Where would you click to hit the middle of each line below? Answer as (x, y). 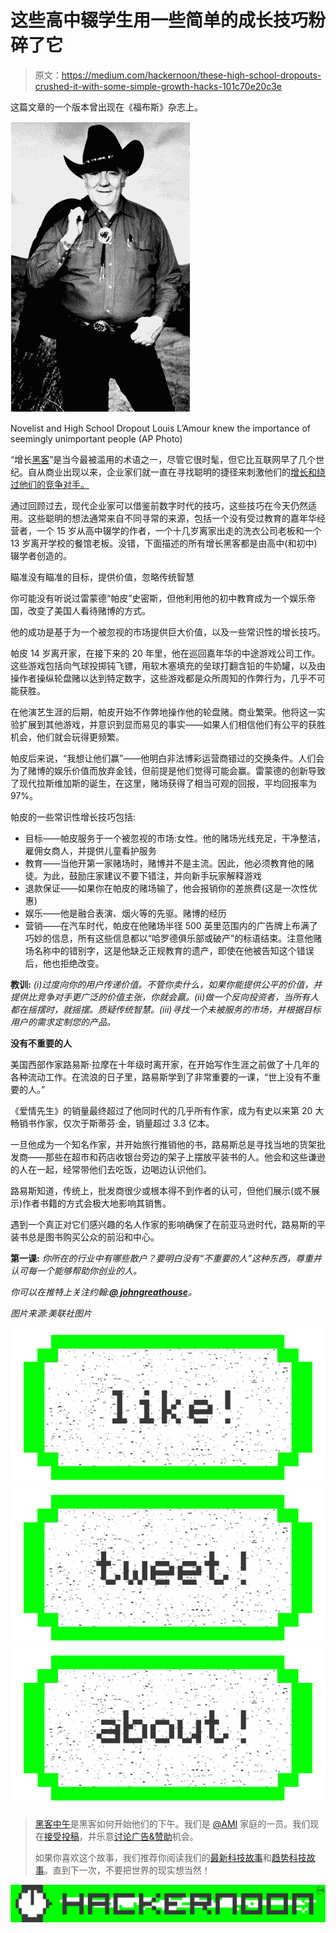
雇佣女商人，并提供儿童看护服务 (90, 850)
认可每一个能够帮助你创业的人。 (76, 1270)
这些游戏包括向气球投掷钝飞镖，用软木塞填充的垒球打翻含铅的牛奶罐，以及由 (168, 665)
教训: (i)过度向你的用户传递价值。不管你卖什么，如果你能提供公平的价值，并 (166, 984)
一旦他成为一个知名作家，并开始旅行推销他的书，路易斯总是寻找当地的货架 (163, 1144)
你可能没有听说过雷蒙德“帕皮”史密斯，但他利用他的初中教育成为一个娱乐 (159, 598)
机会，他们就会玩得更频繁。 (67, 737)
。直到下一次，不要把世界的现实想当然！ (127, 1870)
